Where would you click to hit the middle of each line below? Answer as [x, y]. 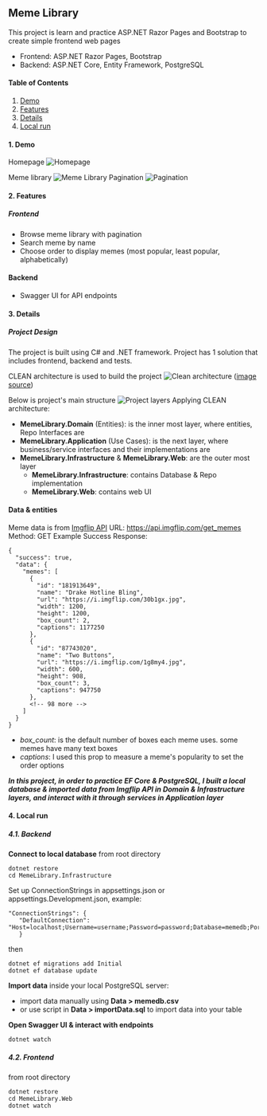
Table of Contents [39, 83]
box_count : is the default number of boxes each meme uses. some [129, 740]
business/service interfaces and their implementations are [115, 449]
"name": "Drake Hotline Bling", [91, 592]
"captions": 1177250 [71, 627]
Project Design [33, 332]
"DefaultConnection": [54, 921]
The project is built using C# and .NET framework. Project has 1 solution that [133, 352]
